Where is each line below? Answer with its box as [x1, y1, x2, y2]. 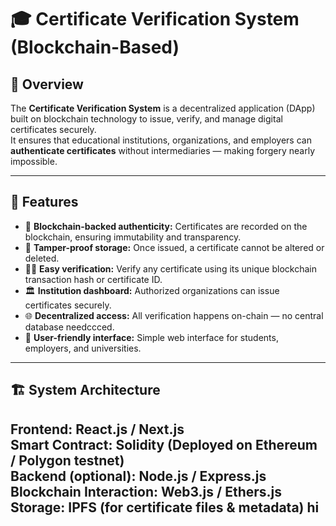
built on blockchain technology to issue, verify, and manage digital [10, 113, 283, 125]
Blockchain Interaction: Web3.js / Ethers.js [10, 483, 283, 500]
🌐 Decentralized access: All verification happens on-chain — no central [24, 309, 324, 321]
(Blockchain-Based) [10, 36, 180, 59]
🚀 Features [10, 194, 79, 211]
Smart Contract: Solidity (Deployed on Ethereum [10, 436, 318, 453]
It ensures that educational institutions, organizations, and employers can [10, 134, 312, 146]
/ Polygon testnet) [10, 452, 125, 469]
